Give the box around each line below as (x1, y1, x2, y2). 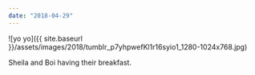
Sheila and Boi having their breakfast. (8, 57, 132, 67)
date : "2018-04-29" (8, 11, 74, 20)
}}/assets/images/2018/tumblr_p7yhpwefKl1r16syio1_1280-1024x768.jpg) (8, 41, 248, 52)
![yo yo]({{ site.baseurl (8, 34, 83, 43)
